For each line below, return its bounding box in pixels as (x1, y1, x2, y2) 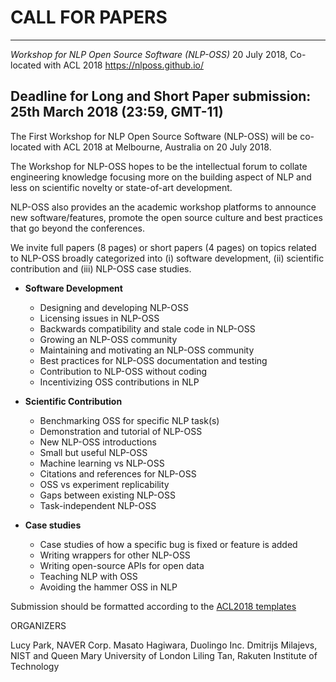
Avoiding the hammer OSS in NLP (39, 581, 178, 593)
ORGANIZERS (10, 619, 67, 631)
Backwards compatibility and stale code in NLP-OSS (39, 322, 256, 335)
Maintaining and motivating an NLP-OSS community (39, 344, 255, 356)
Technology (10, 660, 60, 672)
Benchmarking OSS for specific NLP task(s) (39, 414, 220, 426)
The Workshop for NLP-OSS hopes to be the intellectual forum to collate (10, 160, 308, 172)
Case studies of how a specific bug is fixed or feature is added (39, 538, 298, 550)
